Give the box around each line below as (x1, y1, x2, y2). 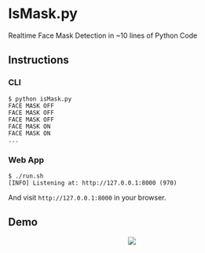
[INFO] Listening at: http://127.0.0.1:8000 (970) (8, 178, 178, 187)
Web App (8, 154, 45, 165)
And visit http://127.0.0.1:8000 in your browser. (8, 192, 167, 202)
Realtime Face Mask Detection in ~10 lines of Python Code (8, 31, 198, 40)
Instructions (8, 53, 69, 67)
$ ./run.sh (8, 172, 44, 180)
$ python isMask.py (8, 95, 72, 103)
